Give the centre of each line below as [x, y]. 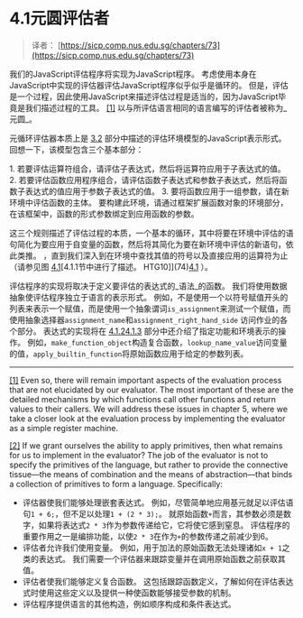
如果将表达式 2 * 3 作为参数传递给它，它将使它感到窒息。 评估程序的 [164, 525]
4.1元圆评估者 [60, 18]
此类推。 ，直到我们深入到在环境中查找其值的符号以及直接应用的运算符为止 [149, 255]
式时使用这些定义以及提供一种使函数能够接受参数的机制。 [129, 593]
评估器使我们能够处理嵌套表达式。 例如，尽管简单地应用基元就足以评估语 [158, 503]
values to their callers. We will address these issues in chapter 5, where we [149, 409]
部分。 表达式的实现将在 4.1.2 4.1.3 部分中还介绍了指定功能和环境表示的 [147, 331]
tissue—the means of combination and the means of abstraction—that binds [151, 474]
